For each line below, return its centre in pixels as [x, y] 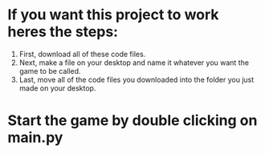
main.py [35, 138]
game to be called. [50, 71]
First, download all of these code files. [82, 54]
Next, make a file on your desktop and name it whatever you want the [134, 63]
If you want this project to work [113, 15]
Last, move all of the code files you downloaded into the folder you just [137, 79]
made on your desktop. [57, 88]
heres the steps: [63, 32]
